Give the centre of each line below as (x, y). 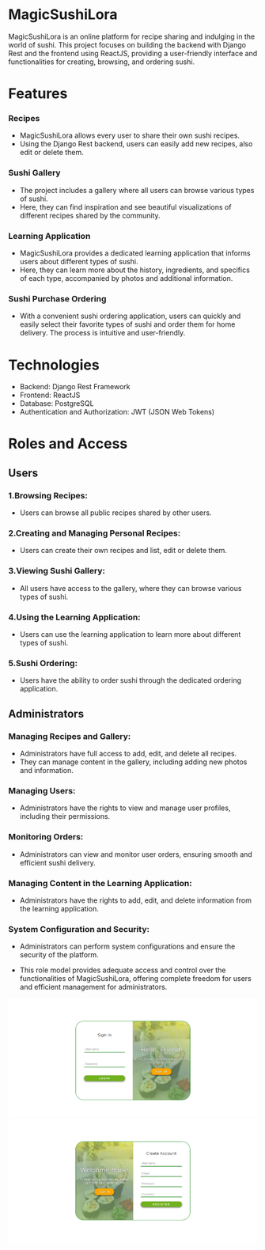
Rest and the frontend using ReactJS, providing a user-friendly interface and (133, 53)
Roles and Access (68, 444)
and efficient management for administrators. (93, 987)
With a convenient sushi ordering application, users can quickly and (130, 316)
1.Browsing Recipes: (48, 495)
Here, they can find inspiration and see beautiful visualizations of (125, 206)
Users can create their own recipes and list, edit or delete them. (123, 551)
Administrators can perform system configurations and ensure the (127, 946)
